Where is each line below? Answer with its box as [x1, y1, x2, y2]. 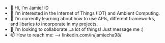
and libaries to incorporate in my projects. [10, 21, 98, 27]
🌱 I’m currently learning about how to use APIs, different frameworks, [10, 16, 155, 21]
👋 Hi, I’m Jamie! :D [10, 5, 49, 11]
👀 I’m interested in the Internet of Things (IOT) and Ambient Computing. [10, 10, 160, 16]
